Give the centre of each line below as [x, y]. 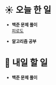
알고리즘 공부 [24, 41]
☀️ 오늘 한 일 [28, 10]
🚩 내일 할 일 [26, 63]
